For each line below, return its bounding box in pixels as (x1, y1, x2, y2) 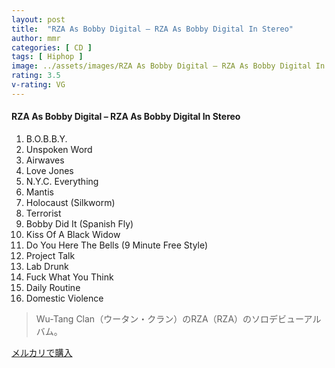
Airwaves (25, 154, 65, 166)
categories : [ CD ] (11, 42, 93, 53)
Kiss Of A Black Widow (25, 228, 121, 240)
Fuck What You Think (25, 271, 114, 283)
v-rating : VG (11, 80, 66, 90)
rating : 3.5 (11, 71, 61, 81)
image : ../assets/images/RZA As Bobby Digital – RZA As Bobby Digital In (11, 61, 326, 71)
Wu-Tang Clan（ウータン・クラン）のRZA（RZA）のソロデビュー (35, 312, 304, 325)
